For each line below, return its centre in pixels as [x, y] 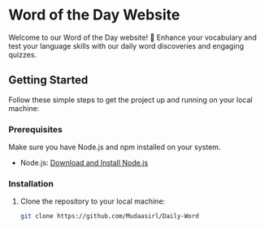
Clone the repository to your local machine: [92, 201]
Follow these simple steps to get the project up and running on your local [130, 100]
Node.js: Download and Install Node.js [84, 163]
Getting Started [48, 80]
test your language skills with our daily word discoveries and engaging [126, 45]
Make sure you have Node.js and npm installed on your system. [115, 147]
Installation [31, 183]
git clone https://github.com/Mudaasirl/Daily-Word [109, 217]
